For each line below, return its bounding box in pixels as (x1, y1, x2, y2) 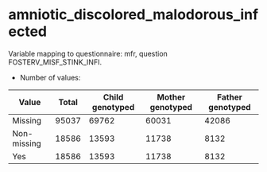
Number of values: (19, 72, 81, 82)
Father (217, 92, 242, 103)
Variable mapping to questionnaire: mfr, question (8, 49, 168, 58)
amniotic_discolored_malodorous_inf (8, 6, 259, 24)
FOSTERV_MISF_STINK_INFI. (8, 57, 102, 67)
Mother (157, 92, 185, 103)
